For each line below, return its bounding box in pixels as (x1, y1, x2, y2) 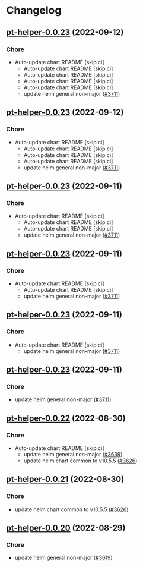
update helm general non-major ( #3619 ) (14, 554, 113, 562)
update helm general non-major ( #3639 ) (23, 451, 123, 458)
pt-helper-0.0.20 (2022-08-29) (6, 523, 126, 533)
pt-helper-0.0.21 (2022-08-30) (6, 474, 125, 484)
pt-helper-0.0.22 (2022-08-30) (6, 413, 126, 423)
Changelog (6, 4, 62, 17)
